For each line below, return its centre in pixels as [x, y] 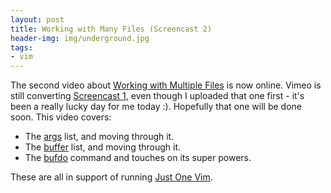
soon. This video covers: [61, 117]
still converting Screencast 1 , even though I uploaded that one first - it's [157, 96]
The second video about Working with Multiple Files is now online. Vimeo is [166, 85]
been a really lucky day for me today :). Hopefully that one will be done [156, 107]
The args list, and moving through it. [99, 137]
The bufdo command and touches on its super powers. [138, 158]
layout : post [37, 19]
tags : [21, 47]
